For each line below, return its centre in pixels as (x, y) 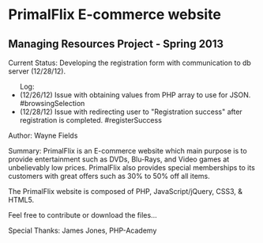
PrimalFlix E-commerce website (115, 15)
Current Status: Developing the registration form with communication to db (130, 63)
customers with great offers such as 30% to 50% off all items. (109, 176)
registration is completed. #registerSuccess (90, 120)
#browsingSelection (52, 103)
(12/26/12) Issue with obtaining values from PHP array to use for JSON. (135, 95)
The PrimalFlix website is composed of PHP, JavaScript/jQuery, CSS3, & (126, 191)
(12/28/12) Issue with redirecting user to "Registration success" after (131, 112)
